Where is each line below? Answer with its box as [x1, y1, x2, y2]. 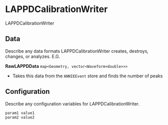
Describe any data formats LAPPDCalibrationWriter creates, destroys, [5, 48, 149, 54]
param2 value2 [5, 114, 35, 120]
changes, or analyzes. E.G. [5, 53, 60, 59]
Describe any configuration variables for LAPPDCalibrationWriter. [5, 100, 140, 106]
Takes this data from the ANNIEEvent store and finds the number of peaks [12, 73, 163, 79]
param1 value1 [5, 110, 35, 115]
